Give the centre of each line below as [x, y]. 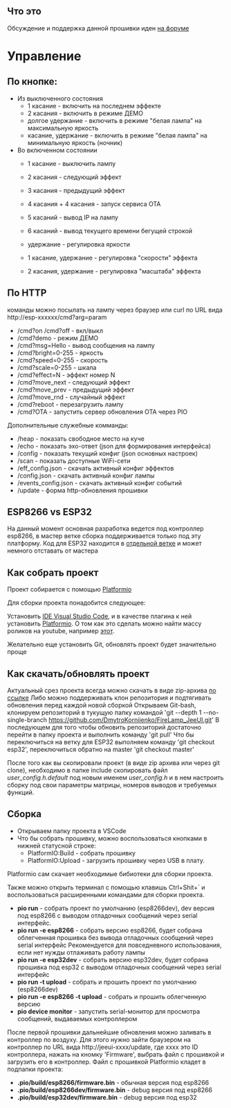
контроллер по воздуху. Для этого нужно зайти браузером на [99, 1039]
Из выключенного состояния [60, 98]
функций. [21, 792]
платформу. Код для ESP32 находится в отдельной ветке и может [104, 544]
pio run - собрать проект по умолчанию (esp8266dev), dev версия [115, 908]
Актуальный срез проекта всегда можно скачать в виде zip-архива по [112, 691]
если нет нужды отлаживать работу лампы [81, 952]
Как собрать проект [53, 572]
